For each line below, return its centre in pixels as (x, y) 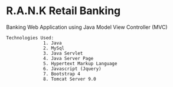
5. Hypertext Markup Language (80, 63)
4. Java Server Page (68, 58)
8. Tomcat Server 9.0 (70, 79)
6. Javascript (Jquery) (72, 69)
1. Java (53, 43)
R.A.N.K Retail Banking (63, 11)
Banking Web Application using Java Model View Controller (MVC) (87, 27)
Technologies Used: (30, 38)
